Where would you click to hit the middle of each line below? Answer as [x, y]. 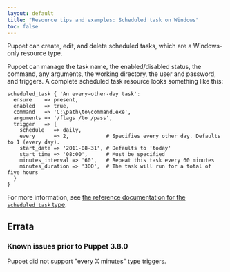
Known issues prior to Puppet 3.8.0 [68, 246]
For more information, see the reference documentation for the [96, 197]
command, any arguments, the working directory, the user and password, [112, 74]
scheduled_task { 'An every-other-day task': [74, 94]
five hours [23, 173]
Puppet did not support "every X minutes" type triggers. [87, 261]
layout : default [30, 13]
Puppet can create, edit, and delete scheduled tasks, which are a [99, 46]
